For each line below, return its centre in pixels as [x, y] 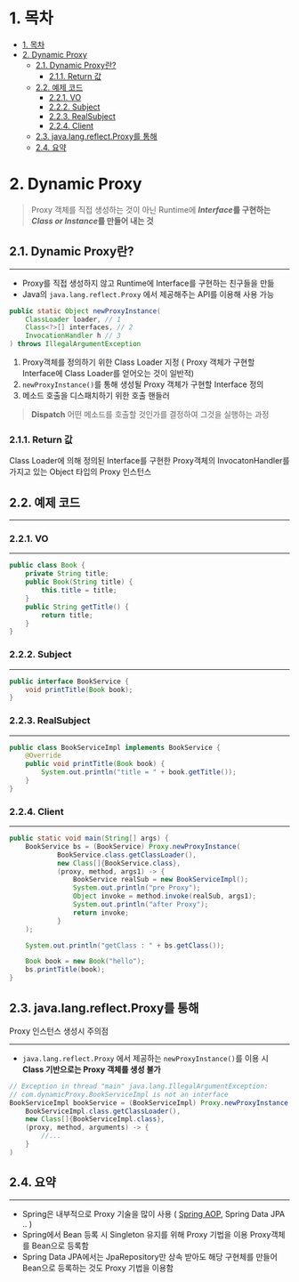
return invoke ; [101, 913]
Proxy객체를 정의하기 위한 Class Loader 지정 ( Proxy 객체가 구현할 [138, 362]
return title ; [67, 615]
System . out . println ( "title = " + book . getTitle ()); [139, 772]
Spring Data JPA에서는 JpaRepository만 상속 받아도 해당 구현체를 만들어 [149, 1256]
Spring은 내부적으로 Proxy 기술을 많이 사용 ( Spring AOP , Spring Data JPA [154, 1213]
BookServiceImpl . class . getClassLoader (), [103, 1111]
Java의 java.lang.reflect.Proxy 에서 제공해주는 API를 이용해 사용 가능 [148, 294]
